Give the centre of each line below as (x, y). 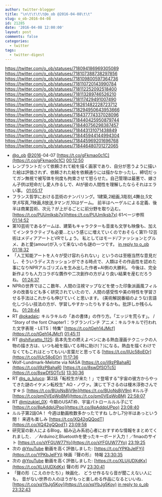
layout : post (18, 32)
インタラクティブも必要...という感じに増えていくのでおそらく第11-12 (85, 232)
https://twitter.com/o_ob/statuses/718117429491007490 (61, 100)
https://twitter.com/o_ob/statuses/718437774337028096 (62, 115)
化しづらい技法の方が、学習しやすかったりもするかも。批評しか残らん (82, 304)
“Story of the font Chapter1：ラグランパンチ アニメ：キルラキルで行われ (84, 322)
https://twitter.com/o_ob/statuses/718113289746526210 (61, 94)
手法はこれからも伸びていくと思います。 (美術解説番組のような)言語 (89, 298)
